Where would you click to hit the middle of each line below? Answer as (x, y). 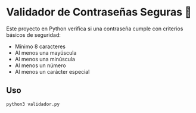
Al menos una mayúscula (46, 52)
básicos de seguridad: (33, 34)
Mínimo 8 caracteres (40, 46)
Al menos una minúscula (45, 59)
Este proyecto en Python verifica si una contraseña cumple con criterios (95, 29)
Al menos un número (41, 65)
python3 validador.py (33, 104)
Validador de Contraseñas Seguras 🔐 (99, 12)
